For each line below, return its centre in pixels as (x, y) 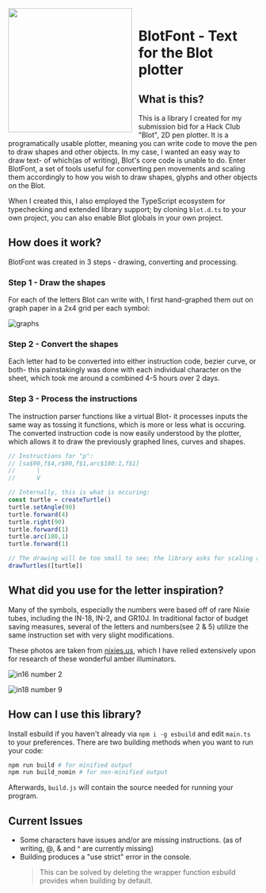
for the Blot (176, 53)
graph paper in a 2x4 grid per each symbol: (79, 308)
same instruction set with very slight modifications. (91, 635)
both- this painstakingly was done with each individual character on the (125, 370)
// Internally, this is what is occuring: (79, 493)
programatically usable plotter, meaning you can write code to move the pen (133, 143)
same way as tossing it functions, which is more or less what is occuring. (127, 425)
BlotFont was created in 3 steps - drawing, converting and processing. (123, 262)
